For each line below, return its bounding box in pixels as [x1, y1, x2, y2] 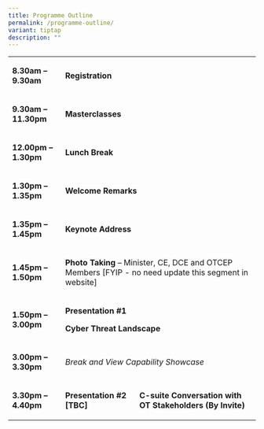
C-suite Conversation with [139, 390, 242, 401]
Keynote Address [64, 224, 132, 235]
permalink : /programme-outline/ [8, 19, 114, 27]
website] [64, 277, 97, 288]
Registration [64, 70, 112, 81]
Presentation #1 [64, 305, 127, 316]
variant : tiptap [8, 26, 61, 34]
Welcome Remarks [64, 186, 137, 197]
